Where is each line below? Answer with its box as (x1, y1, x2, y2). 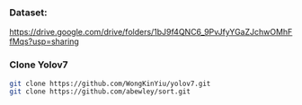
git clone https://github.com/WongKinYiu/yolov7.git (9, 79, 211, 88)
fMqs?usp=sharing (9, 36, 79, 47)
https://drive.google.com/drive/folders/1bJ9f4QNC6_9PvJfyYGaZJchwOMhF (9, 27, 293, 38)
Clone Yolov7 (9, 58, 69, 71)
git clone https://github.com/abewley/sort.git (9, 87, 191, 96)
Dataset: (9, 6, 48, 19)
